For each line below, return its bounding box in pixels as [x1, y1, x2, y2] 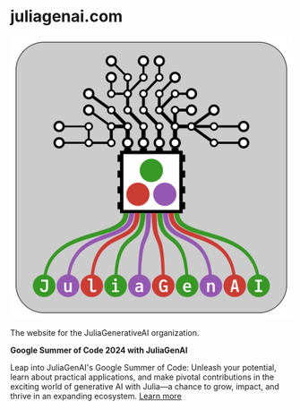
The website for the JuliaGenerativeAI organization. [10, 327, 200, 337]
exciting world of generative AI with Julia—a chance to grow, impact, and [10, 380, 280, 391]
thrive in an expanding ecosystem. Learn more [10, 390, 182, 401]
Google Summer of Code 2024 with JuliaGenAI [10, 345, 188, 355]
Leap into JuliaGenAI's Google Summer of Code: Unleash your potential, [10, 362, 277, 372]
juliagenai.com [10, 6, 124, 27]
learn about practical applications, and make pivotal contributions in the [10, 372, 275, 382]
